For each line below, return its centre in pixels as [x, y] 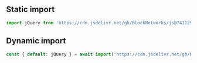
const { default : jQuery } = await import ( [60, 54]
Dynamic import [36, 41]
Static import [30, 10]
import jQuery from [30, 23]
